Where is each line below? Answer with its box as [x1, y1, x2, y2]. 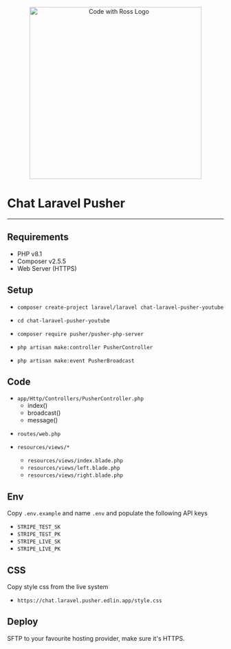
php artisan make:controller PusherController [16, 344, 153, 351]
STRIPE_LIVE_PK [16, 546, 61, 553]
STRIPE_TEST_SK [16, 524, 61, 530]
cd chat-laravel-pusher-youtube [16, 317, 110, 324]
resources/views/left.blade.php [27, 465, 120, 472]
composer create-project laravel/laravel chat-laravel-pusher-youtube [16, 304, 224, 311]
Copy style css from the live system [7, 583, 109, 590]
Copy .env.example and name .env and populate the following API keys [7, 509, 208, 517]
